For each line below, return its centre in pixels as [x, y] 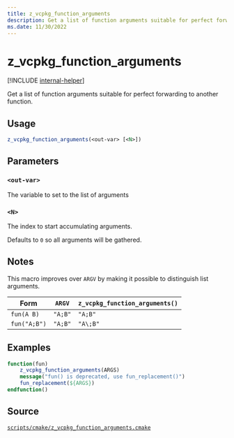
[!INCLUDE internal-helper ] [46, 80]
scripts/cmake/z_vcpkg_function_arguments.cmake [79, 428]
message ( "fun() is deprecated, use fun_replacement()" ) [103, 377]
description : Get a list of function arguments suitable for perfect [110, 20]
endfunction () [28, 390]
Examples [29, 348]
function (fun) [28, 364]
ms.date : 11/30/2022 [37, 27]
